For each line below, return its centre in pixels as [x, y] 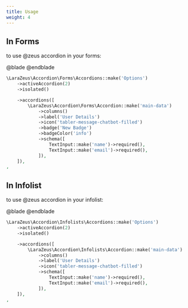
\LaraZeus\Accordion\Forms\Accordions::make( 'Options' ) [77, 78]
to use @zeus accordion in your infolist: [55, 200]
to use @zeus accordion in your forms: [54, 56]
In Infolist [24, 185]
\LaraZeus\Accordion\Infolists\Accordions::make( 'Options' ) [83, 222]
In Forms [23, 41]
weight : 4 [19, 17]
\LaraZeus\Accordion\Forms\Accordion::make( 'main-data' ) [100, 106]
